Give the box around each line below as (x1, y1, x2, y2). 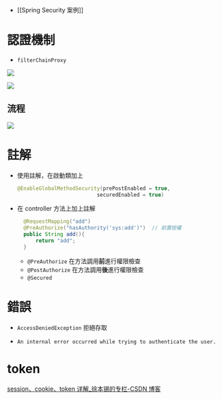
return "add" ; (35, 237, 76, 245)
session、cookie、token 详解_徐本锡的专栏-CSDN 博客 (7, 385, 161, 393)
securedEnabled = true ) (96, 191, 165, 198)
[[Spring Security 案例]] (16, 6, 84, 14)
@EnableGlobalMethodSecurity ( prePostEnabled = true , (16, 184, 171, 192)
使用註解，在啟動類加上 (16, 171, 83, 180)
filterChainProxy (16, 57, 67, 64)
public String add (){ (23, 231, 85, 238)
